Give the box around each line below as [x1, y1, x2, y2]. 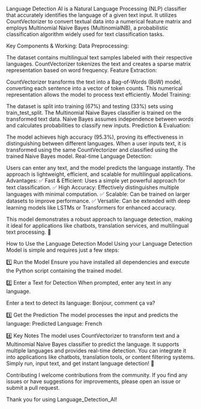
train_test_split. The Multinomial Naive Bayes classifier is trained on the [6, 109, 182, 116]
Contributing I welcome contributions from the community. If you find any [6, 372, 188, 378]
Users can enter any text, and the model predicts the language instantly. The [6, 165, 196, 171]
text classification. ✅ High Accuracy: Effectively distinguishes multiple [6, 184, 179, 191]
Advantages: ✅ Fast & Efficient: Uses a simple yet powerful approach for [6, 177, 186, 184]
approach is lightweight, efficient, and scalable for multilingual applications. [6, 171, 193, 178]
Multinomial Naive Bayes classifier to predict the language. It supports [6, 341, 179, 348]
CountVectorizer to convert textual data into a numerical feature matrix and [6, 18, 192, 25]
